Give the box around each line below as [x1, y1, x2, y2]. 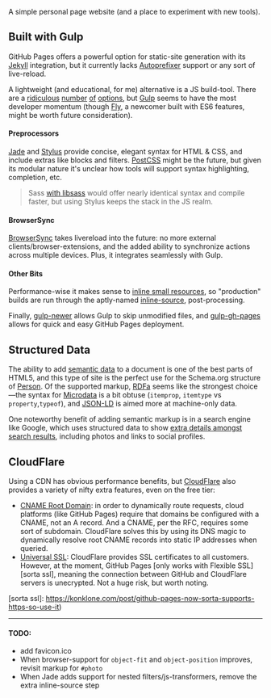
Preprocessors [8, 128, 59, 138]
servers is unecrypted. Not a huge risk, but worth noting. [19, 578, 209, 588]
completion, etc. [8, 173, 63, 183]
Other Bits [8, 268, 43, 278]
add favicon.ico [19, 646, 73, 656]
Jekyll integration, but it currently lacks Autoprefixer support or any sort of [8, 60, 256, 69]
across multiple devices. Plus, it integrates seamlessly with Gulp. [8, 250, 223, 260]
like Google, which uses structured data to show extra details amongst [8, 423, 243, 433]
